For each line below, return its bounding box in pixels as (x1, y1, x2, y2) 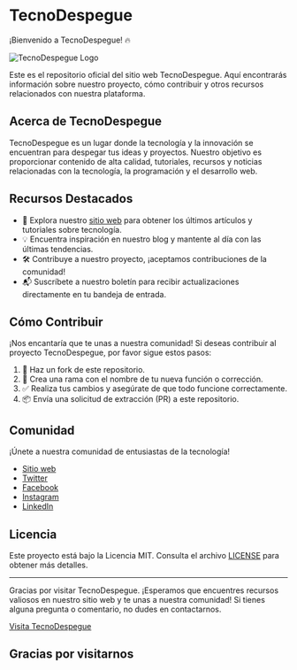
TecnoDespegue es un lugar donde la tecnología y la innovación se (9, 137, 254, 148)
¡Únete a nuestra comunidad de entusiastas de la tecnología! (9, 446, 231, 457)
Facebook (21, 482, 59, 493)
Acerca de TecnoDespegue (9, 114, 162, 129)
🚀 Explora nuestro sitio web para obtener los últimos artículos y (21, 214, 253, 226)
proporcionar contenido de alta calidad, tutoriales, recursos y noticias (9, 156, 263, 166)
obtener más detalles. (9, 559, 88, 570)
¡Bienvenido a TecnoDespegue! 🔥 (9, 35, 131, 45)
